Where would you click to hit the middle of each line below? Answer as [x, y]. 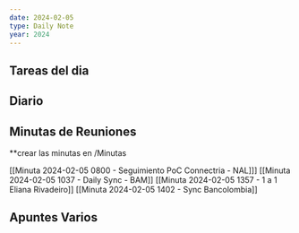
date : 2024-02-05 [42, 17]
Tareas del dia [49, 70]
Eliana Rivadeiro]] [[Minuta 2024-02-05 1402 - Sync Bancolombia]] [133, 189]
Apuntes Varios [54, 217]
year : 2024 [30, 34]
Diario [26, 101]
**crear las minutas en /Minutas [68, 152]
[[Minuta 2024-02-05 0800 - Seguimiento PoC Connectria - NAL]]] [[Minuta [150, 170]
